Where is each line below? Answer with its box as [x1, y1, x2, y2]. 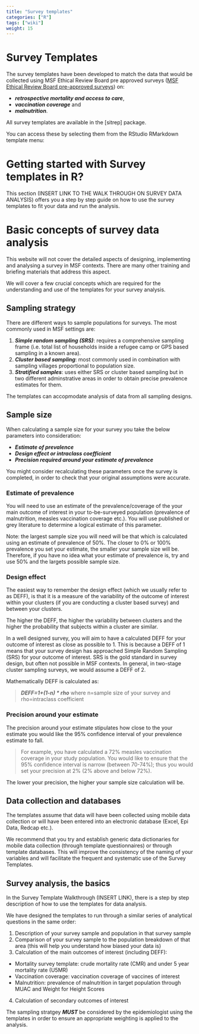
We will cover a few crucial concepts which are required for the [6, 280, 161, 287]
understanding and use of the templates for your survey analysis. [6, 286, 166, 293]
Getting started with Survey [6, 158, 146, 171]
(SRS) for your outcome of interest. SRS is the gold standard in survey [6, 653, 177, 661]
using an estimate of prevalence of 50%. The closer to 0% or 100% [6, 539, 171, 546]
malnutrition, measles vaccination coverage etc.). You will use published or [6, 515, 189, 522]
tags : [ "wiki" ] [6, 20, 44, 26]
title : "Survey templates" [6, 8, 73, 15]
